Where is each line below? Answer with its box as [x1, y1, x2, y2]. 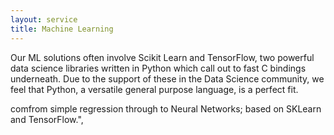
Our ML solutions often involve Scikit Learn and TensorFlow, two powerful [10, 51, 315, 63]
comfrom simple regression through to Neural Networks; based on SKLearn [10, 102, 322, 115]
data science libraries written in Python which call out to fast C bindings [10, 62, 307, 74]
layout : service [10, 14, 78, 25]
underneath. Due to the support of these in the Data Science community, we [10, 72, 325, 85]
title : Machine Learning [10, 24, 114, 34]
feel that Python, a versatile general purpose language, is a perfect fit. [10, 83, 299, 95]
